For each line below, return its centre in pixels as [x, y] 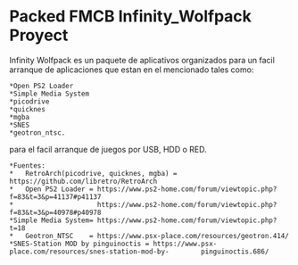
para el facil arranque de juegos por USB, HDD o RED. [108, 149]
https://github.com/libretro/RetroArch [83, 181]
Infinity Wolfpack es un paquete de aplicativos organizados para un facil [142, 60]
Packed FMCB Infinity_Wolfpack [131, 17]
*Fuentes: [28, 166]
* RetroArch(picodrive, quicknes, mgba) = [93, 173]
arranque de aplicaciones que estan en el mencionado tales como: [132, 70]
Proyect [39, 35]
